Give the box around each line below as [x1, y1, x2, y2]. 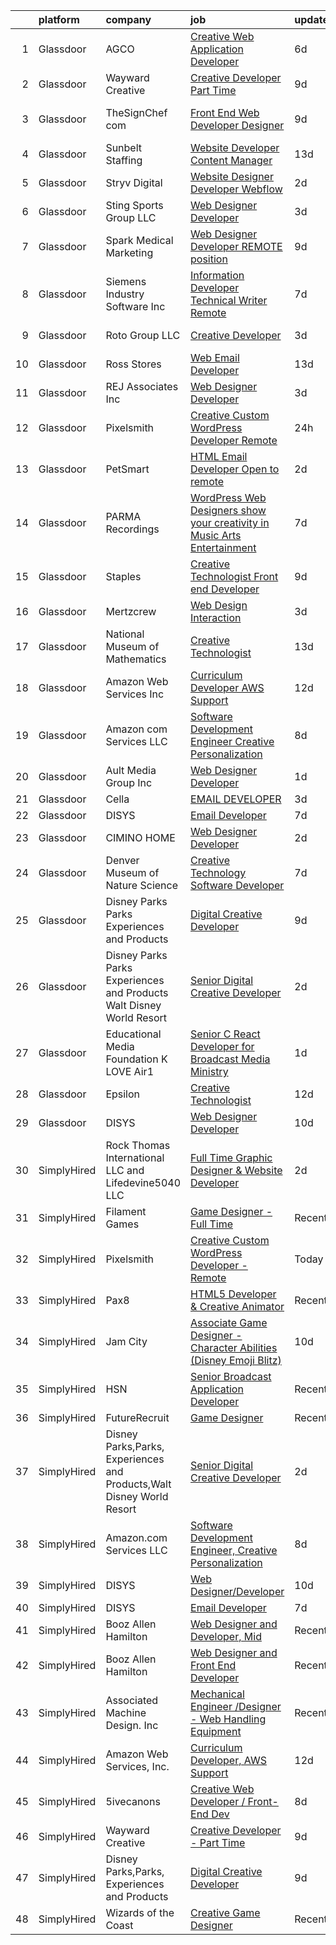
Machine [105, 1706, 147, 1719]
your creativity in [190, 516, 270, 529]
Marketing [105, 246, 154, 259]
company [105, 13, 152, 26]
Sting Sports [105, 199, 164, 212]
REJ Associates [105, 380, 179, 393]
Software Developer [190, 879, 285, 892]
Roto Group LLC [105, 329, 181, 342]
